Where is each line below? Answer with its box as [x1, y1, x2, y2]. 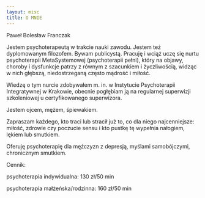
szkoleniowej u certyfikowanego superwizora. [6, 94, 122, 101]
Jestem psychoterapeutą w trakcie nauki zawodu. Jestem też [6, 43, 161, 51]
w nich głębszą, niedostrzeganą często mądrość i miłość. [6, 69, 151, 76]
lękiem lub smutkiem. [6, 131, 60, 138]
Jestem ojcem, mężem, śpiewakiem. [6, 106, 98, 113]
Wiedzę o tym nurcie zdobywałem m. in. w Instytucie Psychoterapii [6, 81, 176, 89]
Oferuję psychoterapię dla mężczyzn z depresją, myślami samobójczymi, [6, 142, 190, 150]
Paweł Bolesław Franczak [6, 31, 70, 38]
